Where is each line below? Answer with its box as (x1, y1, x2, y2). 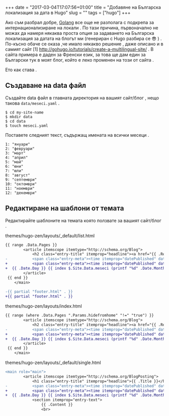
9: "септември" (5, 177, 37, 182)
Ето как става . (5, 67, 37, 73)
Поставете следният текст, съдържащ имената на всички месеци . (5, 132, 149, 138)
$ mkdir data (5, 114, 33, 119)
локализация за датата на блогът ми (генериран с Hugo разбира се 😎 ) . (5, 35, 162, 41)
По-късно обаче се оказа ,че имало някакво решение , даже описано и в (5, 41, 163, 47)
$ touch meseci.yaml (5, 123, 49, 128)
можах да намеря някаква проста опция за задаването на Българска (5, 30, 154, 36)
